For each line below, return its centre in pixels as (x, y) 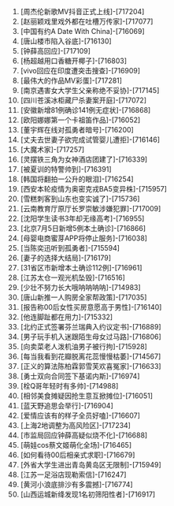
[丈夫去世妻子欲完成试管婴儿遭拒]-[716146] (90, 140)
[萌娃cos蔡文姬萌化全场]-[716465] (76, 445)
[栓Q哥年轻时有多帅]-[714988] (69, 386)
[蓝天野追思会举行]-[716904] (67, 406)
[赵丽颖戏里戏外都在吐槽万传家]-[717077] (87, 21)
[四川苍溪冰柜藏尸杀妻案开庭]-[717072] (83, 100)
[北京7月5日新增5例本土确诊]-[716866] (83, 228)
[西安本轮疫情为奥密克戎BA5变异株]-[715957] (94, 189)
